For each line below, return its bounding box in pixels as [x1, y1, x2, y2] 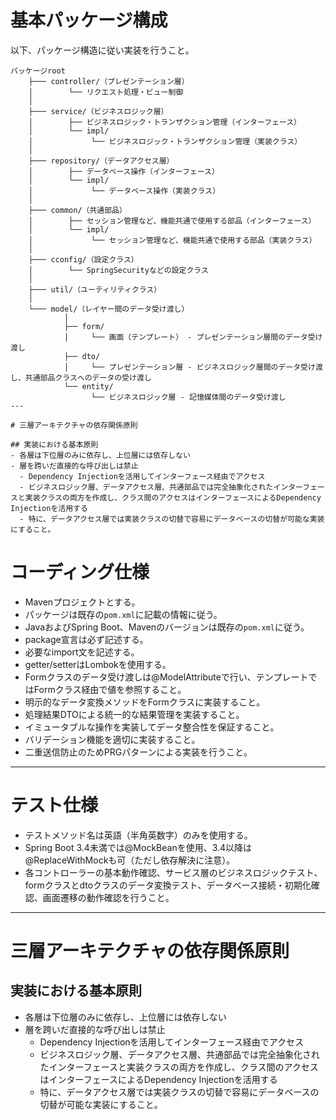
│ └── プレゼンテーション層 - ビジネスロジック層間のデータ [63, 362, 302, 372]
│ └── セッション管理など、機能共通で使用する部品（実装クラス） [28, 235, 317, 245]
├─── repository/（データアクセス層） [28, 156, 175, 166]
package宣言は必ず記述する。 [24, 633, 149, 645]
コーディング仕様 [10, 561, 150, 584]
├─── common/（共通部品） [28, 205, 127, 215]
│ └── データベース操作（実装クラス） [28, 186, 221, 196]
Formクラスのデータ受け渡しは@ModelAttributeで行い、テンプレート [24, 671, 309, 683]
